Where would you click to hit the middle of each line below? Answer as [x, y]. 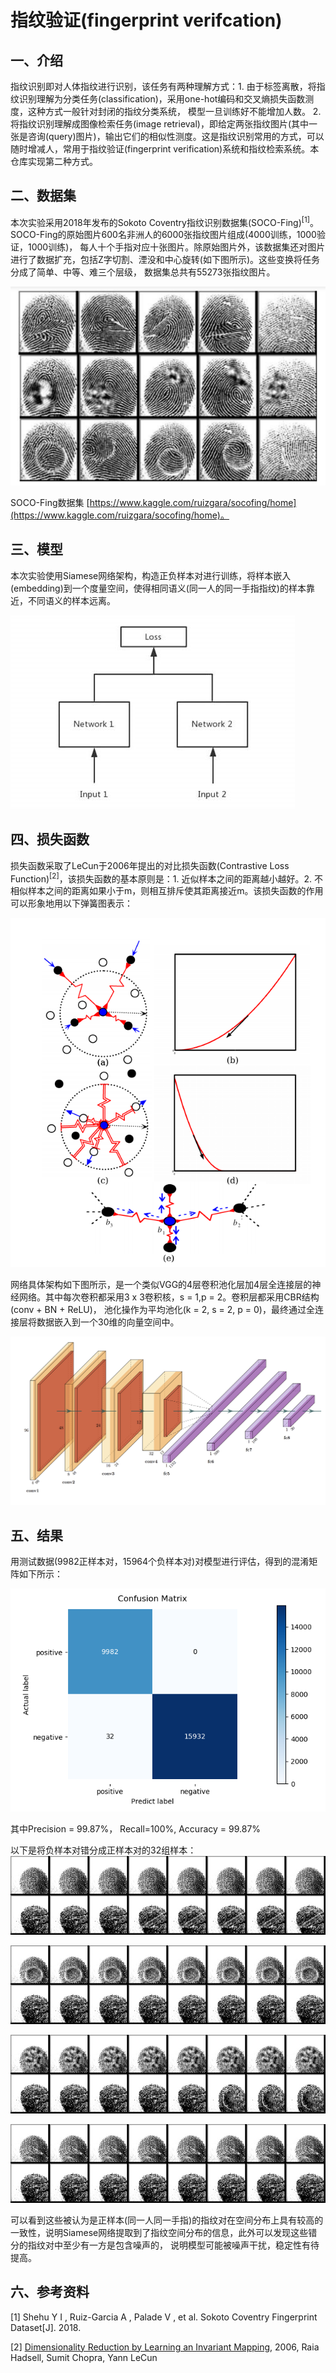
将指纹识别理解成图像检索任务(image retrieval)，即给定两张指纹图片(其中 [160, 124]
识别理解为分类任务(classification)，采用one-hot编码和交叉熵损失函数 [162, 99]
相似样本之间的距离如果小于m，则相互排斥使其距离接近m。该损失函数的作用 [167, 891]
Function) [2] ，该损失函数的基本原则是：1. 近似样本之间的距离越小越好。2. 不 [166, 878]
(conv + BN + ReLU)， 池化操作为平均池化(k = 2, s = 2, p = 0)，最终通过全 [162, 1309]
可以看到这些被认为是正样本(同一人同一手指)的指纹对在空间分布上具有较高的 [167, 2220]
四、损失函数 [50, 839]
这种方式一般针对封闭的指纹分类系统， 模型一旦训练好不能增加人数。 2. [174, 111]
